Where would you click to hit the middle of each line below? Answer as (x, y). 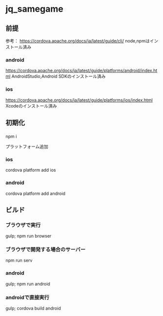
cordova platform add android (35, 193)
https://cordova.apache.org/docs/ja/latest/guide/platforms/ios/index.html (79, 100)
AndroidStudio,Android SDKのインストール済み (59, 76)
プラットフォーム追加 (27, 146)
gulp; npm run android (28, 284)
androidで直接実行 (27, 297)
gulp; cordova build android (33, 308)
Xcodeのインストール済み (31, 105)
